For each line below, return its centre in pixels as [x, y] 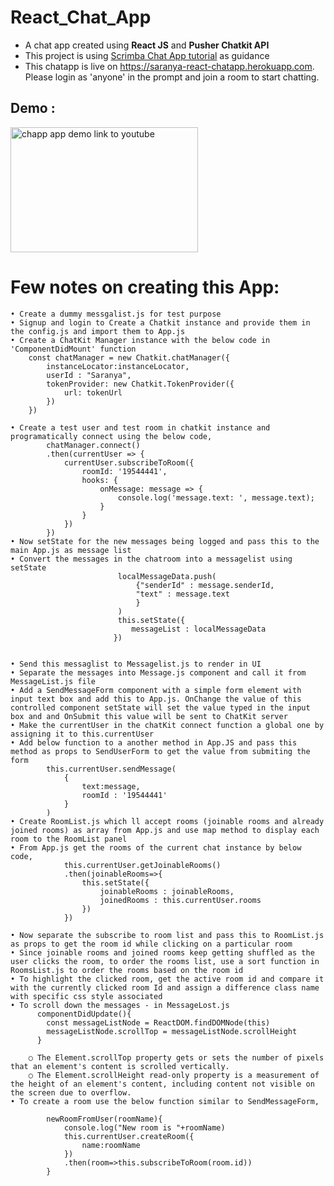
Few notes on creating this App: [145, 287]
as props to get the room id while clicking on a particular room [151, 944]
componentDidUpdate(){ [84, 1014]
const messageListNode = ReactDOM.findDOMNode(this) [158, 1022]
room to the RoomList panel [69, 839]
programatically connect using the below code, [111, 436]
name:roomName [111, 1145]
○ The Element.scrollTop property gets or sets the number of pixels [176, 1057]
